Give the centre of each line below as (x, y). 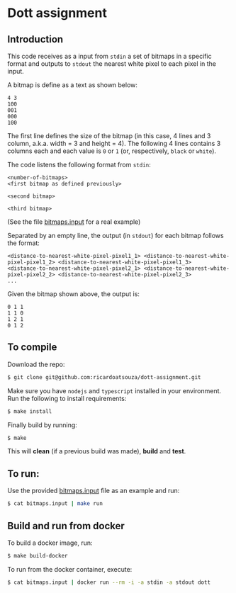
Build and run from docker (66, 526)
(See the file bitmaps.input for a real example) (74, 222)
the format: (24, 243)
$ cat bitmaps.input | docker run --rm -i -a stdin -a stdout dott (109, 582)
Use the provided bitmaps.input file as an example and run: (94, 491)
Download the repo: (36, 364)
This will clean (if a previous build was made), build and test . (97, 451)
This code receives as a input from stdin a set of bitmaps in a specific (109, 56)
